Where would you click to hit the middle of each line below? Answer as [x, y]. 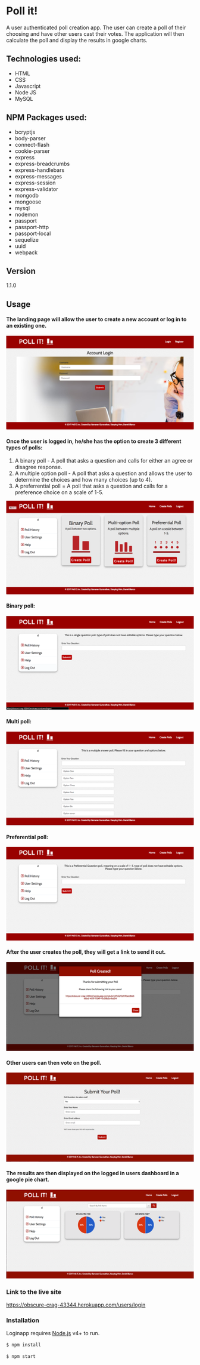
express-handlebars [40, 170]
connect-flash [32, 144]
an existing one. [26, 326]
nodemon [26, 214]
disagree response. [38, 467]
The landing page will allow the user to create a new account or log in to [96, 319]
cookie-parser [32, 151]
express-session [35, 183]
